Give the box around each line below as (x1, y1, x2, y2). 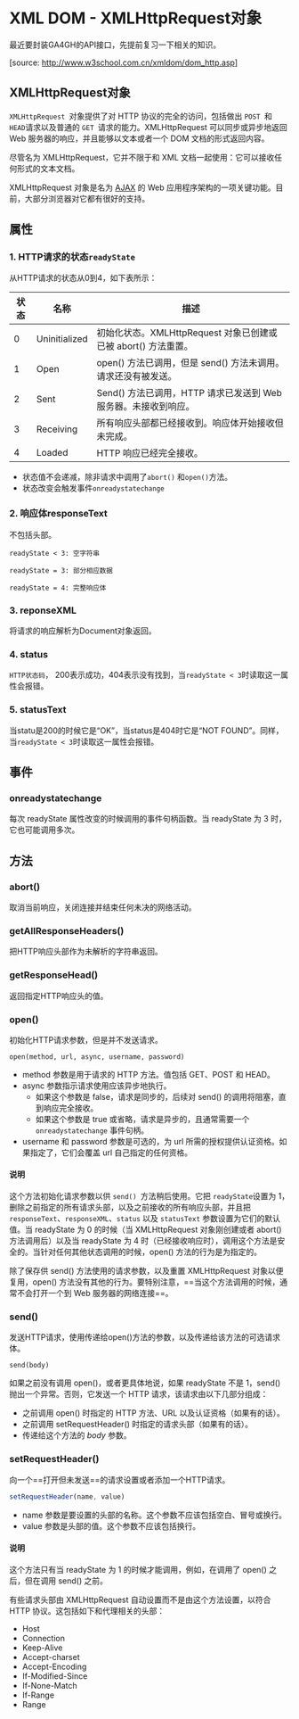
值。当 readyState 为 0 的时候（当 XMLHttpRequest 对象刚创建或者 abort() (9, 1224, 282, 1236)
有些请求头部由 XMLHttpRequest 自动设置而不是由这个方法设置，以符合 (9, 1594, 271, 1605)
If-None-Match (21, 1680, 77, 1690)
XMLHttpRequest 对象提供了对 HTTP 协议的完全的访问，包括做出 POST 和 (9, 111, 273, 121)
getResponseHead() (9, 969, 99, 981)
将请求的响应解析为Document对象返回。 (9, 625, 158, 636)
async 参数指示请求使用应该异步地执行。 (21, 1080, 172, 1091)
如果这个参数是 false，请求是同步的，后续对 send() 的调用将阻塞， (35, 1091, 279, 1102)
